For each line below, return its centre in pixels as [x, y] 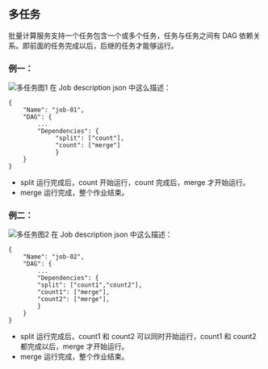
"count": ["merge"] [88, 145]
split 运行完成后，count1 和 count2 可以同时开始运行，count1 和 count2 [138, 337]
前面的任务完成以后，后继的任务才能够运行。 [104, 45]
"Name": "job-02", [54, 257]
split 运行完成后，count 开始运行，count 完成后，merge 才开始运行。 [135, 182]
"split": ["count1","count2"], [90, 285]
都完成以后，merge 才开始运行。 [74, 346]
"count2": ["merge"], [74, 300]
